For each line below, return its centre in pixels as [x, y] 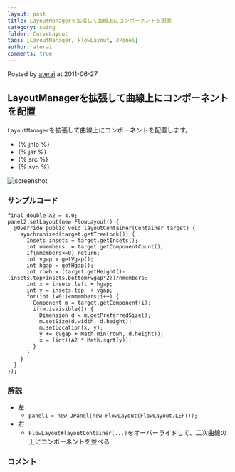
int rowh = [42, 271]
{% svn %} [33, 167]
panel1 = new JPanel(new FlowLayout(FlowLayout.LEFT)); [113, 416]
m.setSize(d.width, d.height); [85, 321]
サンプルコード [33, 200]
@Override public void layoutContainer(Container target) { [105, 228]
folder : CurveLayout [38, 34]
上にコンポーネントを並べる [69, 441]
